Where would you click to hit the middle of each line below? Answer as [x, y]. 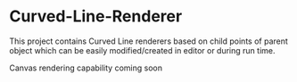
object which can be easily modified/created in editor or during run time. [142, 50]
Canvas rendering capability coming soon [86, 68]
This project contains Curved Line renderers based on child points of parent [148, 41]
